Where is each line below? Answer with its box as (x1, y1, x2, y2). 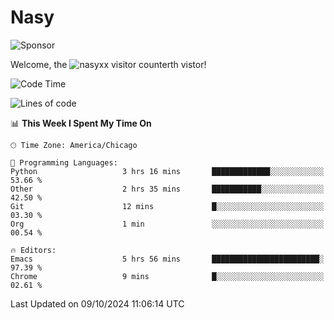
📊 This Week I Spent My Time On (10, 117, 152, 129)
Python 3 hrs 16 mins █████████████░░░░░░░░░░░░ (10, 166, 325, 176)
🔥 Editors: (10, 245, 57, 255)
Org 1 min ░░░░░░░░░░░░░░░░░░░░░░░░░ (10, 219, 325, 229)
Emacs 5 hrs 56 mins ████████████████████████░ (10, 254, 325, 264)
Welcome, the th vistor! (10, 58, 207, 70)
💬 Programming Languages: (10, 157, 118, 168)
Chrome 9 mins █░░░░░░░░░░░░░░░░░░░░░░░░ (10, 271, 325, 281)
